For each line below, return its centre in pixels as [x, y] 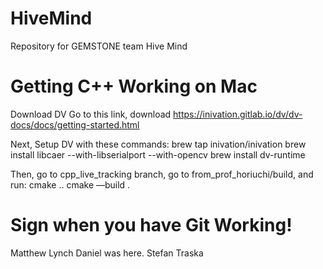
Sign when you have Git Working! [151, 225]
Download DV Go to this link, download [91, 114]
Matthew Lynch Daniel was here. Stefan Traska [107, 253]
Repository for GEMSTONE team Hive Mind [99, 46]
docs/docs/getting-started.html [75, 124]
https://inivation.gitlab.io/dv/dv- [238, 114]
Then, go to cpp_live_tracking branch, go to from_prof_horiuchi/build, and [162, 174]
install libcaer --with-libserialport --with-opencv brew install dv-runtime [158, 154]
